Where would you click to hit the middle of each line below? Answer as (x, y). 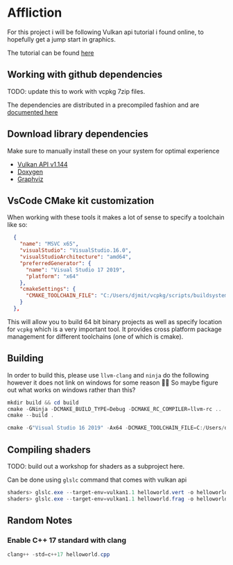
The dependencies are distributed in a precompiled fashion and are (103, 105)
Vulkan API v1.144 (42, 164)
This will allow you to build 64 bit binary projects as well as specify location (115, 321)
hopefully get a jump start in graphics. (61, 39)
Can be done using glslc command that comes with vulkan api (97, 480)
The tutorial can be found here (51, 53)
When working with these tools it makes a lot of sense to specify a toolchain (116, 217)
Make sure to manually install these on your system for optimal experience (113, 151)
